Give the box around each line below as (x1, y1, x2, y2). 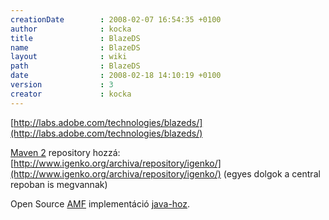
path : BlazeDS (10, 61, 141, 71)
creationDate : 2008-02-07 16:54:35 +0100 (10, 14, 222, 25)
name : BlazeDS (10, 42, 141, 53)
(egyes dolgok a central (223, 167, 321, 180)
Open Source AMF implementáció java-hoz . (10, 197, 191, 210)
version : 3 (10, 80, 114, 90)
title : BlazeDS (10, 33, 141, 43)
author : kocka (10, 24, 132, 34)
